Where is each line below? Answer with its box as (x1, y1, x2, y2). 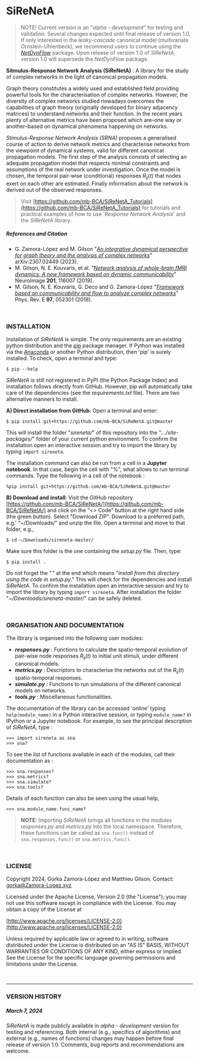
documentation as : (6, 757, 53, 764)
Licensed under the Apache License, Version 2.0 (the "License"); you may (6, 893, 187, 900)
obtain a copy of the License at (6, 906, 82, 913)
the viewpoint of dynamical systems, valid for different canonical (6, 147, 164, 154)
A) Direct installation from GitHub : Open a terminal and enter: (6, 407, 158, 414)
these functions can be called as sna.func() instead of (20, 829, 154, 836)
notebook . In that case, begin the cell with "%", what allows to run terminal (6, 466, 189, 473)
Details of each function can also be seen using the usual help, (6, 794, 160, 802)
